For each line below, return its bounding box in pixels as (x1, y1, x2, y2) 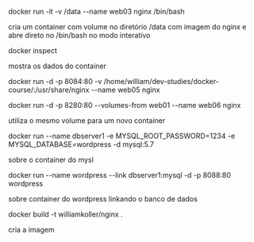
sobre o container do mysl (8, 155, 94, 164)
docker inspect (8, 46, 58, 55)
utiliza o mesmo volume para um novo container (8, 116, 166, 125)
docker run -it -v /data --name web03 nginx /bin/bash (8, 7, 185, 16)
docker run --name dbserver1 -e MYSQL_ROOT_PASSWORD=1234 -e (8, 131, 236, 140)
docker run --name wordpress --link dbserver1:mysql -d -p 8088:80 (8, 171, 232, 179)
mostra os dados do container (8, 61, 107, 71)
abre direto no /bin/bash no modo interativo (8, 31, 151, 40)
